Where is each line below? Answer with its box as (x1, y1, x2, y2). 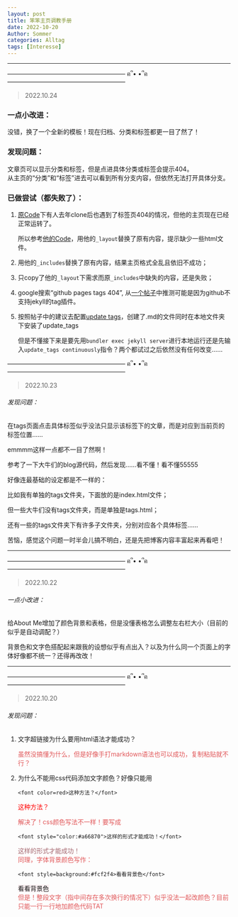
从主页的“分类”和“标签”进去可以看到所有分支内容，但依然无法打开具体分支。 (7, 173, 229, 182)
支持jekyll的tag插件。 (17, 297, 80, 306)
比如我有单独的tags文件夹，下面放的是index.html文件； (7, 491, 169, 499)
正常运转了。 (17, 219, 55, 228)
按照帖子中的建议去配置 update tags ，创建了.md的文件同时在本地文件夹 (17, 312, 225, 321)
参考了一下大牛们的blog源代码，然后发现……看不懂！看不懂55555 (7, 460, 198, 469)
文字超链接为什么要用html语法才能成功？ (17, 735, 137, 743)
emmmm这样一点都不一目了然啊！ (7, 445, 108, 454)
